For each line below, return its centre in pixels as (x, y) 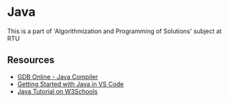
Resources (31, 60)
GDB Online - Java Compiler (58, 76)
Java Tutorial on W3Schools (58, 91)
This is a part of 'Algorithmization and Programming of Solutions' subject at (114, 31)
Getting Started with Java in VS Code (70, 84)
